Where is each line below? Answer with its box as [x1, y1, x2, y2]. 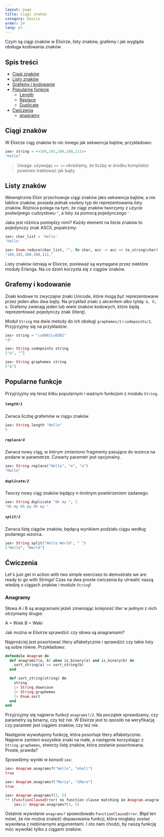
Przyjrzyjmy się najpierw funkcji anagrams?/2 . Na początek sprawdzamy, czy [5, 712, 159, 718]
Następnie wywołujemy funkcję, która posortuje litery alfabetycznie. [5, 732, 142, 737]
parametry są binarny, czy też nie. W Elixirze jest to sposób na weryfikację [5, 717, 155, 723]
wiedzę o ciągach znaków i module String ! [5, 582, 91, 588]
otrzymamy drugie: [5, 611, 43, 616]
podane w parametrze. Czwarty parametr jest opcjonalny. [5, 454, 121, 460]
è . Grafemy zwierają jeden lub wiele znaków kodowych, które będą [5, 304, 140, 309]
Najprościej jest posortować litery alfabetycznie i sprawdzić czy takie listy [5, 639, 154, 645]
